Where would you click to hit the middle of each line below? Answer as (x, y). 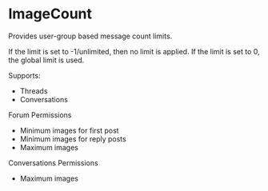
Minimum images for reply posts (73, 139)
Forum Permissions (40, 115)
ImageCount (50, 14)
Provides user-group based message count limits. (90, 36)
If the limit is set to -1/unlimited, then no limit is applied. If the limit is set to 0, (134, 51)
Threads (34, 91)
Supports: (25, 75)
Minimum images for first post (69, 130)
